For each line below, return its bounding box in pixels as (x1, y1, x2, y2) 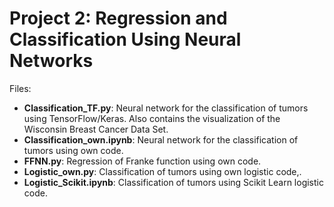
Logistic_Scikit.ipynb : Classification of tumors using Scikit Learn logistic (23, 176, 324, 188)
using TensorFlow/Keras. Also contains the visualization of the (23, 112, 281, 124)
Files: (9, 82, 32, 94)
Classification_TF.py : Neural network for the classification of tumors (23, 102, 309, 114)
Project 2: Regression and (9, 7, 228, 30)
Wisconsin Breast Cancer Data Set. (23, 123, 169, 135)
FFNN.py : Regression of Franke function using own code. (23, 155, 262, 167)
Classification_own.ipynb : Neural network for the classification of (23, 133, 299, 146)
